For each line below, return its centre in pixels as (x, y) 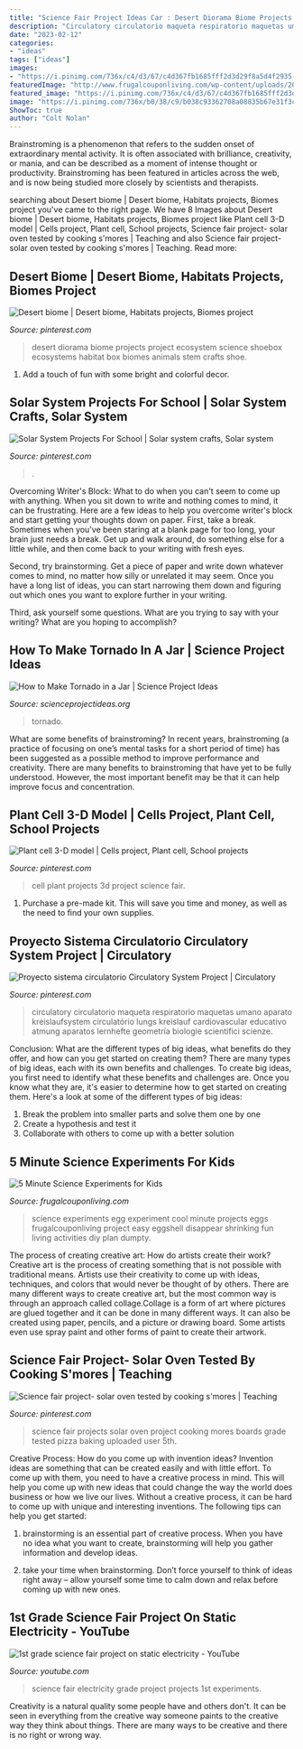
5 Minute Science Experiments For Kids (122, 1162)
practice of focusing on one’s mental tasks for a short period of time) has (145, 748)
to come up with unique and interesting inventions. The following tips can (145, 1506)
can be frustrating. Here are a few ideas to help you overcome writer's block (151, 510)
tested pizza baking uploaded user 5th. (104, 1440)
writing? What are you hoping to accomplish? (93, 622)
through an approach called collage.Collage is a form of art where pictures (147, 1303)
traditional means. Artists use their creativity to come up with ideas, (134, 1275)
